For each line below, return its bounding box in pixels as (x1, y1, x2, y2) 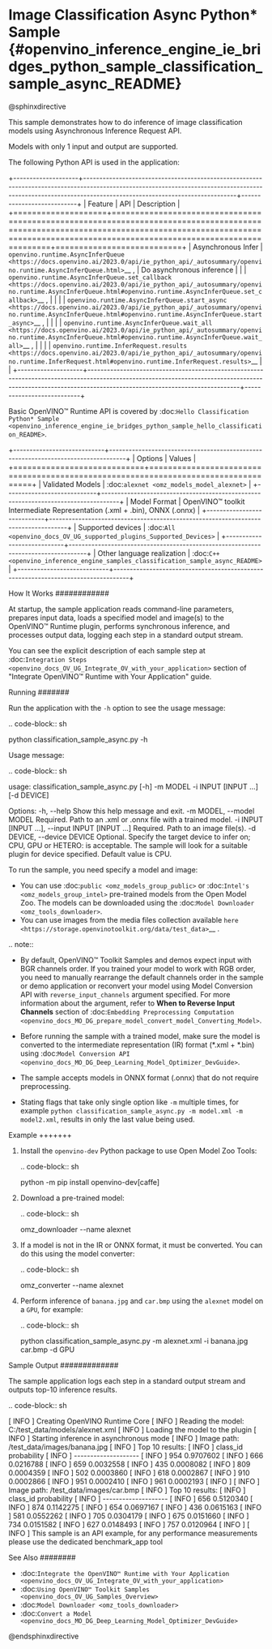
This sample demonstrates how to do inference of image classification (8, 117, 243, 127)
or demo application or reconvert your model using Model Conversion (19, 980, 253, 991)
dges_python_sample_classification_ (8, 58, 263, 76)
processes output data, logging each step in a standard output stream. (8, 630, 244, 639)
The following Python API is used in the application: (8, 157, 180, 167)
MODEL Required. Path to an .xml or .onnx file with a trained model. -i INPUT (8, 814, 264, 824)
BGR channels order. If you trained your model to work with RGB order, (19, 963, 257, 973)
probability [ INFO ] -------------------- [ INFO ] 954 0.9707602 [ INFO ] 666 (8, 1450, 264, 1460)
